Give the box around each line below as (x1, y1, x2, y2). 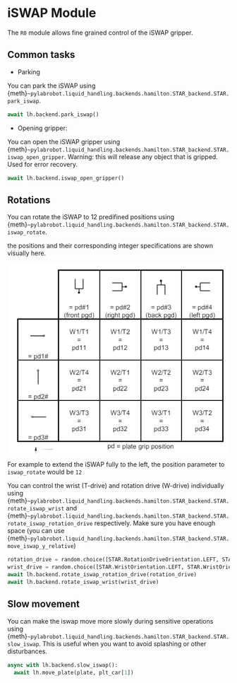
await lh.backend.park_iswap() (7, 111, 99, 118)
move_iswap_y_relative (7, 543, 74, 550)
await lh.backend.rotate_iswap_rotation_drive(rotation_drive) (7, 571, 197, 578)
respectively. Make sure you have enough (94, 519, 216, 527)
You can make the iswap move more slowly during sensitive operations (7, 617, 214, 625)
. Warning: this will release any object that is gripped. (63, 152, 219, 160)
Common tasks (7, 49, 75, 61)
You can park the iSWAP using (7, 81, 96, 90)
